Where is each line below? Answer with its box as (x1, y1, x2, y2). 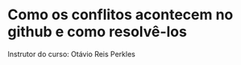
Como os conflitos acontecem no (7, 6, 234, 24)
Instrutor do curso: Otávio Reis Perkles (7, 49, 136, 59)
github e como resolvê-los (7, 22, 187, 41)
